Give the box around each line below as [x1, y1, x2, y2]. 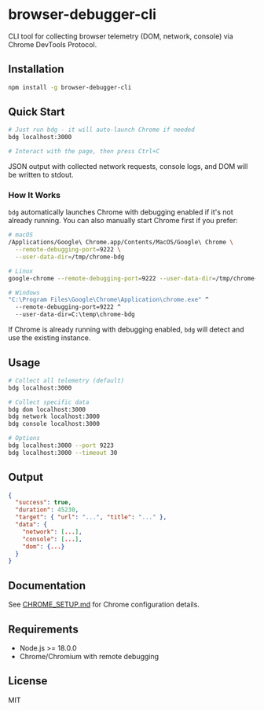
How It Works [8, 189, 61, 200]
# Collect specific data [8, 398, 90, 406]
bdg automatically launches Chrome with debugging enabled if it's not [8, 207, 233, 217]
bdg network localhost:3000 [8, 412, 101, 421]
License [8, 674, 48, 688]
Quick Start [8, 105, 65, 119]
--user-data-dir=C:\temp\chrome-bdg [15, 310, 135, 319]
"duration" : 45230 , [15, 506, 79, 514]
